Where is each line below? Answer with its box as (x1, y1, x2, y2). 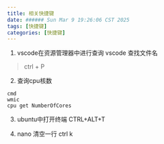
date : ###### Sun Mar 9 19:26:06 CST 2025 (7, 16, 130, 23)
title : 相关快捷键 (7, 10, 55, 17)
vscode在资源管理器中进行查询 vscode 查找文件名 (16, 49, 159, 57)
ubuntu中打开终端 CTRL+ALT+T (16, 115, 106, 123)
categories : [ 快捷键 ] (7, 29, 66, 36)
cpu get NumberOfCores (7, 102, 72, 110)
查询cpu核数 (16, 77, 53, 85)
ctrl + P (23, 62, 45, 71)
